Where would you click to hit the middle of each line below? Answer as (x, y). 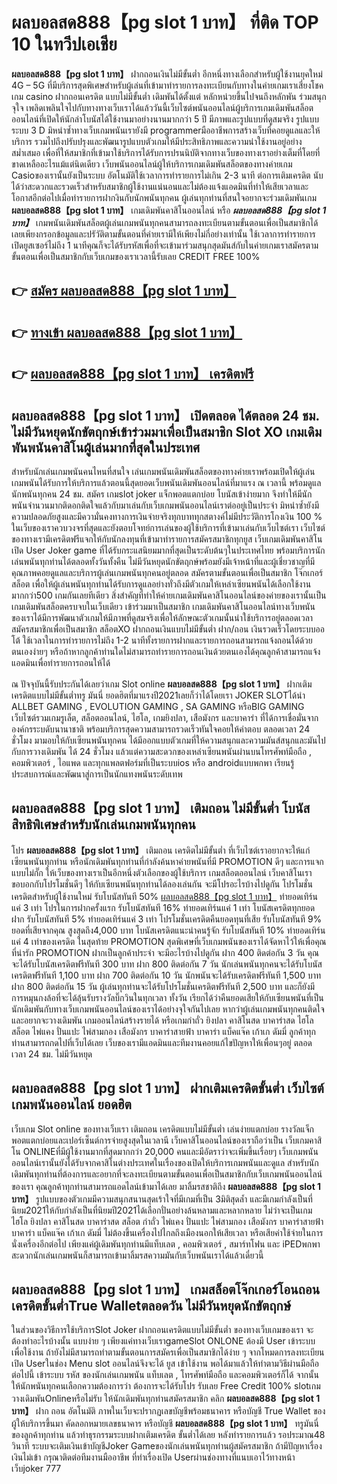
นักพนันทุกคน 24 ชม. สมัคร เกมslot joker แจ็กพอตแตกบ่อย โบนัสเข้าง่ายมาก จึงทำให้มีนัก (162, 494)
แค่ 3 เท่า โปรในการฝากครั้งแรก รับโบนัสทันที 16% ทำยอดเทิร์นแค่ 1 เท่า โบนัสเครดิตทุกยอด (163, 907)
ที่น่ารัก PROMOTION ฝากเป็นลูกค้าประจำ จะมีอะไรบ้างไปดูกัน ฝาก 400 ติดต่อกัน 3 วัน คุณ (165, 952)
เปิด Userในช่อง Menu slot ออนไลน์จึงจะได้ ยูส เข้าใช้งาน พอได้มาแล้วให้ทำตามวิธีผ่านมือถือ (165, 1364)
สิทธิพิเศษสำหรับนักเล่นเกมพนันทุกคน (103, 824)
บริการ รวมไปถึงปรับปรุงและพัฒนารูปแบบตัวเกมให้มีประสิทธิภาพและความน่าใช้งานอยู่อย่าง (157, 141)
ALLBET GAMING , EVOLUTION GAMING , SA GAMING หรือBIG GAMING (158, 706)
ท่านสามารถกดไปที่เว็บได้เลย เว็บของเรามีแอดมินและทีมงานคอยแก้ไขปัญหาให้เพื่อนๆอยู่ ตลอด (162, 1042)
